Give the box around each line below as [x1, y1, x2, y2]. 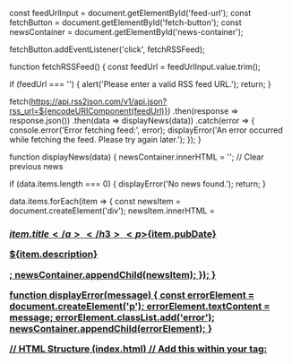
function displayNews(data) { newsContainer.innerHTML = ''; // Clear [9, 152, 264, 162]
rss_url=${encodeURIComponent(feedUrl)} [9, 106, 168, 116]
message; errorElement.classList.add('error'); [9, 311, 215, 324]
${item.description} [9, 248, 99, 261]
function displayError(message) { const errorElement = [9, 289, 255, 301]
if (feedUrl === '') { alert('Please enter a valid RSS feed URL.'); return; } [9, 79, 271, 89]
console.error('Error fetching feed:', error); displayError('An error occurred [9, 125, 284, 135]
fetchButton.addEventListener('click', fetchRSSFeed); [9, 44, 205, 55]
